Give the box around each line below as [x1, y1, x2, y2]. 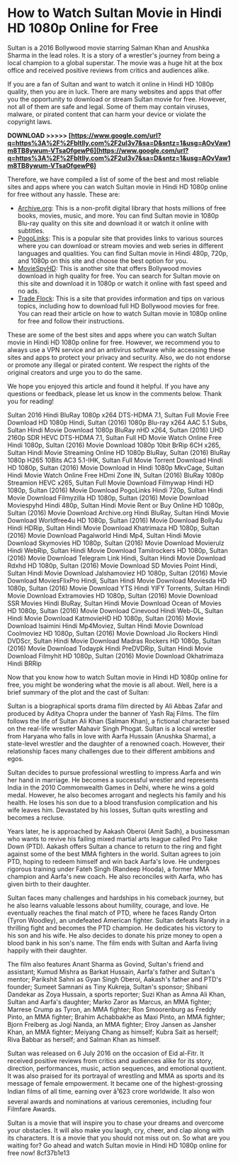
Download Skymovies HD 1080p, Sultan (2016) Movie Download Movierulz [7, 539, 225, 547]
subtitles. [17, 226, 45, 235]
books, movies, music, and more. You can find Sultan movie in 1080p [17, 211, 220, 220]
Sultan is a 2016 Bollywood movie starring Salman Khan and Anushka [7, 43, 210, 52]
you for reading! [7, 397, 55, 405]
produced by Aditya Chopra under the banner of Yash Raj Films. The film [7, 709, 220, 717]
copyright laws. [7, 117, 52, 125]
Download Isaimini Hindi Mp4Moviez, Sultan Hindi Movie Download [7, 622, 203, 630]
